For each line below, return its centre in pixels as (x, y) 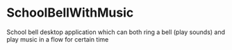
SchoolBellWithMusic (70, 13)
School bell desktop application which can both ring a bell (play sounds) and (116, 32)
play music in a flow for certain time (58, 39)
